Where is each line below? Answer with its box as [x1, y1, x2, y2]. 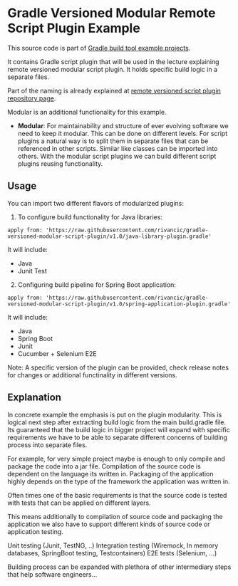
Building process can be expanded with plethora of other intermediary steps [7, 563, 232, 571]
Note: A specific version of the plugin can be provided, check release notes [7, 363, 229, 372]
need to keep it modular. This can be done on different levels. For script [17, 129, 228, 137]
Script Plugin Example [7, 20, 140, 36]
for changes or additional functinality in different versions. [7, 370, 177, 379]
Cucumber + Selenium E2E [17, 349, 98, 357]
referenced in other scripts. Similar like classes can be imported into [17, 144, 218, 152]
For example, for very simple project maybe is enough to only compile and [7, 454, 226, 463]
